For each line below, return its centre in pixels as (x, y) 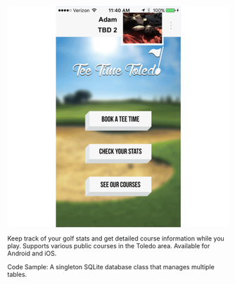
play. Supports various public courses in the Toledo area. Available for (109, 246)
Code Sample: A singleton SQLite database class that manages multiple (111, 267)
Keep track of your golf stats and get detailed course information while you (116, 238)
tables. (17, 274)
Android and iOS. (32, 253)
